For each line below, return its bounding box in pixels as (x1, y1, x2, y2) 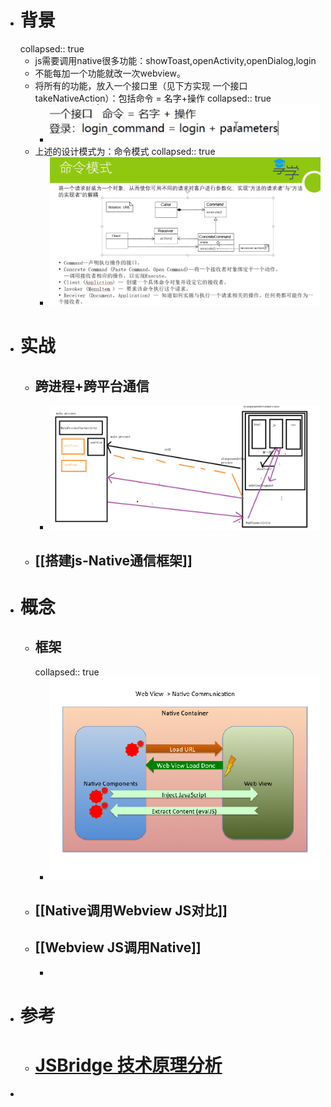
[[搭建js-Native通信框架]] (34, 552, 193, 569)
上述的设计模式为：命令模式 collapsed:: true (34, 146, 216, 158)
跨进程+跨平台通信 (34, 377, 150, 395)
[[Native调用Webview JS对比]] (34, 902, 228, 920)
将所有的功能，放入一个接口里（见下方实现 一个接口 (34, 79, 248, 91)
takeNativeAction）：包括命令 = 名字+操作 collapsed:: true (34, 92, 272, 104)
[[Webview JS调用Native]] (34, 939, 202, 956)
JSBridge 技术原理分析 (34, 1054, 223, 1077)
